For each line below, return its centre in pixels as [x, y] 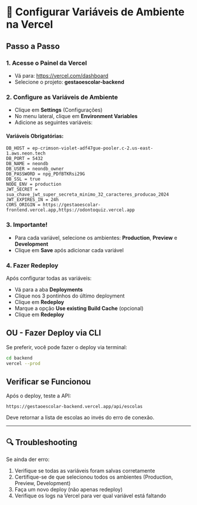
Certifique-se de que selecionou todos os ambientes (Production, [94, 477]
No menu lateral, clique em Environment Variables [76, 116]
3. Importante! [27, 225]
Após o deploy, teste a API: [39, 396]
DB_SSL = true [23, 179]
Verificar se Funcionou [48, 382]
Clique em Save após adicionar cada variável [69, 250]
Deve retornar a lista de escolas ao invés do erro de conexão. [80, 417]
